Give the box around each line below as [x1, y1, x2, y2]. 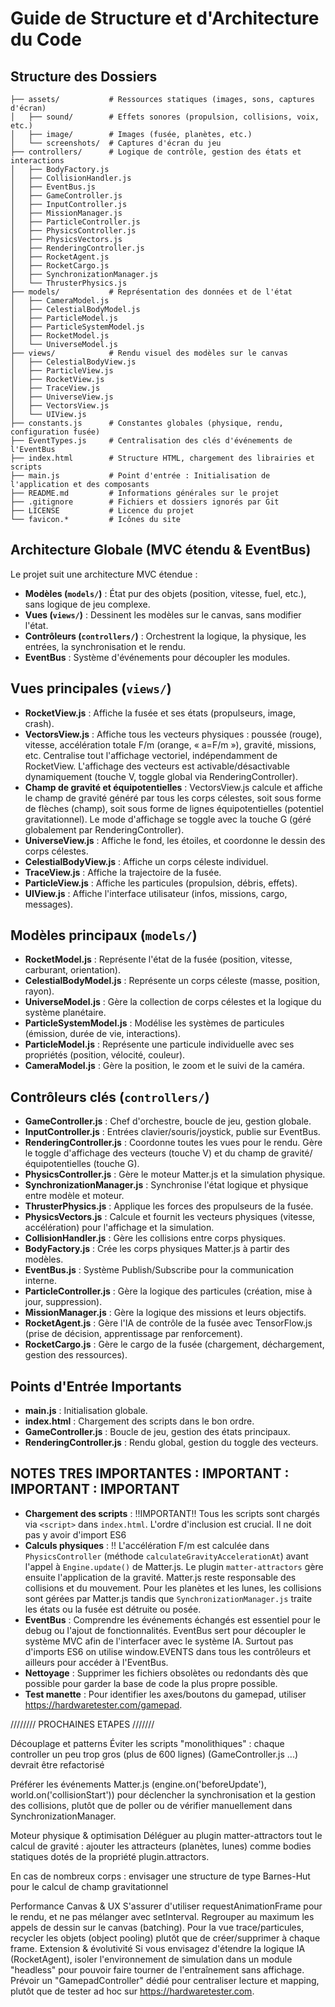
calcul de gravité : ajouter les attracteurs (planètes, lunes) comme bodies [10, 1840, 312, 1852]
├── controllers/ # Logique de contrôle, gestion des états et [10, 147, 302, 157]
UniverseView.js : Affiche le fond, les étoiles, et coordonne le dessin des [24, 834, 326, 846]
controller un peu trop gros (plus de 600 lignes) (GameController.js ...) [10, 1748, 299, 1760]
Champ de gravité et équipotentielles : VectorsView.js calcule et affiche [24, 781, 323, 793]
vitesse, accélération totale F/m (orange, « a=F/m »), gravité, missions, [24, 738, 317, 751]
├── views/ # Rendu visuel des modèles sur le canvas [10, 348, 288, 358]
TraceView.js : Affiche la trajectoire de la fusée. [24, 866, 222, 878]
